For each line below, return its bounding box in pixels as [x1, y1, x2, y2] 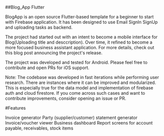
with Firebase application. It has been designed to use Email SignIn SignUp [5, 19, 158, 25]
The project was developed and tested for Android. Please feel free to [5, 60, 148, 65]
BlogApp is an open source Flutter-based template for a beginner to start [5, 14, 154, 19]
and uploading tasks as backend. [5, 24, 73, 30]
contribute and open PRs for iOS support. [5, 65, 90, 70]
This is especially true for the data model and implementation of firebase [5, 85, 154, 91]
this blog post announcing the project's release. [5, 50, 103, 56]
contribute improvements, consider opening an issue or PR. [5, 95, 126, 101]
